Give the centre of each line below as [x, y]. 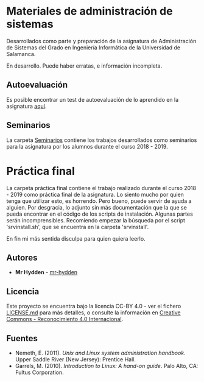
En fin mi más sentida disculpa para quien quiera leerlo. [76, 238]
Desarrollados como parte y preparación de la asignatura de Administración [101, 41]
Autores [22, 257]
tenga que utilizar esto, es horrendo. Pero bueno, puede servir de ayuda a [99, 201]
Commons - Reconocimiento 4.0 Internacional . [65, 319]
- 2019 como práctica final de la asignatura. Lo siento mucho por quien [95, 194]
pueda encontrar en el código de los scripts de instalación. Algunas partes [100, 214]
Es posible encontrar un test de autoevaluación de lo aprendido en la [93, 99]
